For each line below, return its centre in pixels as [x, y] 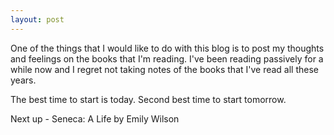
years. [23, 80]
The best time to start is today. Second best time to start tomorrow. [148, 99]
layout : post [37, 19]
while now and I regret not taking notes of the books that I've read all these [165, 69]
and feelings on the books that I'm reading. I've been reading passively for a [167, 58]
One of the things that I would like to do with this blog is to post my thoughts [167, 48]
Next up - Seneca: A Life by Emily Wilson [95, 118]
